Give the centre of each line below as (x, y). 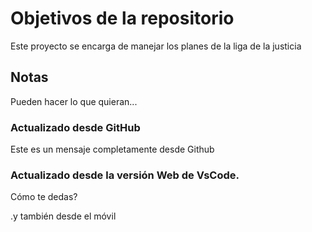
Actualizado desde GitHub (75, 127)
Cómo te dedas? (44, 197)
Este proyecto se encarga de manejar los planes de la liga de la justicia (156, 46)
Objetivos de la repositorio (122, 18)
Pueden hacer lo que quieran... (74, 101)
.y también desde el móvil (63, 216)
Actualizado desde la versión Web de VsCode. (125, 175)
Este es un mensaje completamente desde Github (112, 149)
